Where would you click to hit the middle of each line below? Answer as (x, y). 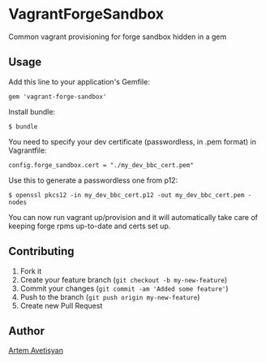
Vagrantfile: (28, 150)
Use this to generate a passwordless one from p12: (93, 180)
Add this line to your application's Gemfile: (79, 81)
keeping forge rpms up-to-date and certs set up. (90, 226)
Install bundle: (32, 111)
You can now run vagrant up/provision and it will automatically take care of (133, 217)
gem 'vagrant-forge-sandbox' (58, 97)
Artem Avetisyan (36, 351)
